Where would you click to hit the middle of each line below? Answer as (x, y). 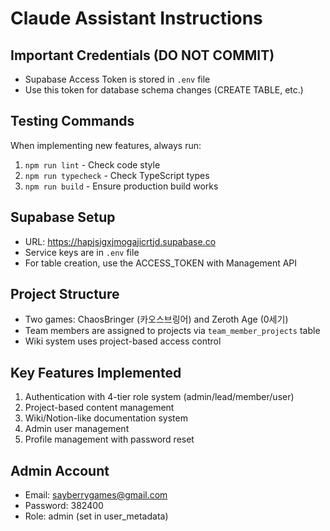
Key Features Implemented (96, 372)
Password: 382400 (64, 506)
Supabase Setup (63, 217)
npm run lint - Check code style (92, 164)
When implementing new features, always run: (106, 145)
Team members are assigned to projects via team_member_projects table (172, 331)
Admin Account (60, 470)
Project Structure (65, 294)
